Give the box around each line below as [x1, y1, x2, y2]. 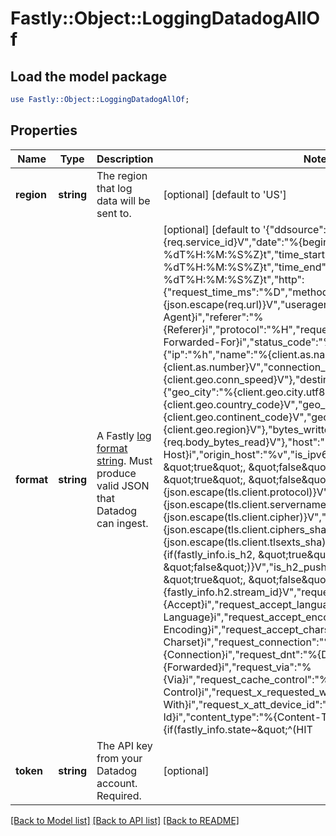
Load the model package [10, 68, 168, 85]
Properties [10, 122, 78, 139]
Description [96, 152, 154, 166]
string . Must [96, 453, 153, 467]
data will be [96, 193, 151, 207]
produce [96, 466, 137, 480]
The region [96, 168, 148, 182]
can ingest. [96, 516, 149, 530]
